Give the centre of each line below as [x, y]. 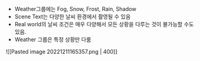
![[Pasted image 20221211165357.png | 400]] [62, 52]
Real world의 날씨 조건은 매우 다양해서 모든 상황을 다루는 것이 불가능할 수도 [104, 24]
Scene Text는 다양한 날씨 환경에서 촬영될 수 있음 [73, 16]
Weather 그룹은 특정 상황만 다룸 [53, 39]
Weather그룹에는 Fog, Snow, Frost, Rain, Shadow [75, 9]
